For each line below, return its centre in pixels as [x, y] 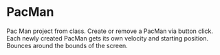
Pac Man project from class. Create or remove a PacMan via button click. [110, 31]
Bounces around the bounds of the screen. [67, 45]
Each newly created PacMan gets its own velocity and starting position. [108, 38]
